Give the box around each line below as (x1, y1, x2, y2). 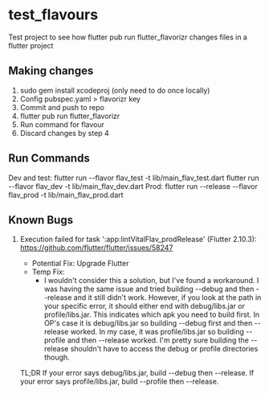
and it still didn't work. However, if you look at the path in (73, 293, 262, 302)
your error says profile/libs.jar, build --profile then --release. (19, 376, 219, 387)
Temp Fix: (31, 267, 65, 277)
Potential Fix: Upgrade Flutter (31, 259, 129, 269)
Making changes (8, 64, 94, 78)
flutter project (8, 40, 54, 50)
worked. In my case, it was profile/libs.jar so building (70, 327, 245, 337)
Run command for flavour (19, 119, 104, 129)
